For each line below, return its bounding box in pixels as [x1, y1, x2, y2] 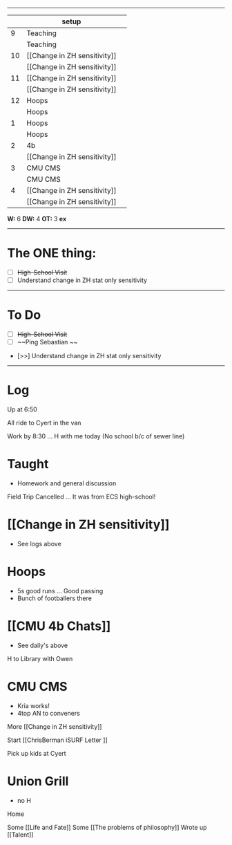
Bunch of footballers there [17, 594, 92, 602]
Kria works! [17, 701, 50, 709]
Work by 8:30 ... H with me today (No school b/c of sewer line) [7, 432, 185, 440]
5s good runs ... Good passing [17, 586, 104, 595]
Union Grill [7, 773, 69, 789]
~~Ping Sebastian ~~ [17, 338, 78, 346]
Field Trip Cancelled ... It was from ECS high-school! [7, 492, 156, 501]
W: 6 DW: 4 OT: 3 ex [7, 215, 67, 223]
